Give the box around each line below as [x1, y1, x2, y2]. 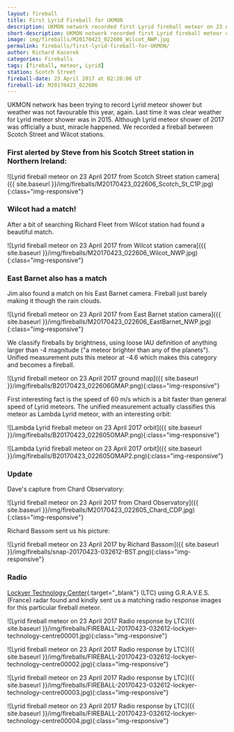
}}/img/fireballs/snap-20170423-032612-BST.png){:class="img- [7, 548, 192, 556]
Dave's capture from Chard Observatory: [7, 485, 125, 494]
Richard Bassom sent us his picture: [7, 527, 110, 535]
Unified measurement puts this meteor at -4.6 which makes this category [7, 353, 217, 362]
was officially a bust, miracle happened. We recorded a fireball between [7, 123, 214, 131]
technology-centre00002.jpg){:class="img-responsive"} [7, 659, 169, 668]
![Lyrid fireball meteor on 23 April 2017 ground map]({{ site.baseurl [7, 374, 198, 383]
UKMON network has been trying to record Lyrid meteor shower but [7, 100, 202, 109]
